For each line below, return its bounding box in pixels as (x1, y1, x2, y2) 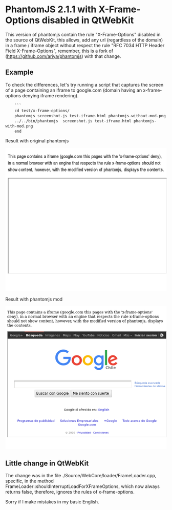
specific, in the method (5, 478, 54, 484)
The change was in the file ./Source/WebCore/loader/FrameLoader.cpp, (5, 473, 157, 479)
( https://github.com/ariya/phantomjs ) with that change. (5, 53, 121, 59)
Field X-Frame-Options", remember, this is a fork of (5, 48, 114, 54)
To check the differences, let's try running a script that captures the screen (5, 81, 164, 88)
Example (5, 68, 34, 77)
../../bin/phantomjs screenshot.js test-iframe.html (14, 118, 132, 123)
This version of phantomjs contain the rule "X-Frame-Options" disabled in (5, 31, 161, 37)
